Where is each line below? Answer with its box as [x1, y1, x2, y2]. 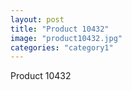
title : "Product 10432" [10, 24, 110, 34]
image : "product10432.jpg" [10, 33, 123, 43]
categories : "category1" [10, 42, 114, 53]
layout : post [10, 14, 65, 25]
